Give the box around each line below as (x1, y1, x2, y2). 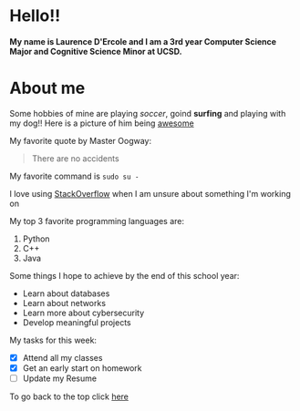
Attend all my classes (22, 352, 103, 363)
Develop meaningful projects (22, 316, 131, 328)
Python (22, 233, 50, 244)
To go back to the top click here (9, 391, 129, 402)
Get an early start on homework (22, 362, 143, 374)
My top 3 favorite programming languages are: (9, 215, 185, 226)
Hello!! (9, 5, 61, 26)
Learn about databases (22, 288, 110, 299)
